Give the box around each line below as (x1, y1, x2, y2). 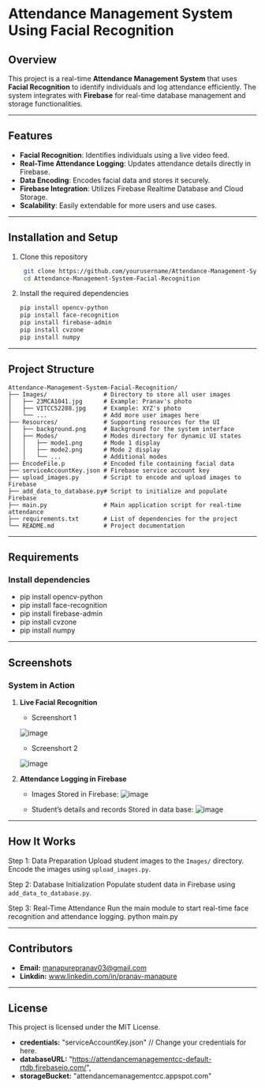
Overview (8, 53, 58, 66)
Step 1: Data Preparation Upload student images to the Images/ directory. (8, 856, 244, 865)
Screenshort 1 (31, 712, 77, 722)
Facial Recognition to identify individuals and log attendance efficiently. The (8, 82, 256, 92)
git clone (23, 267, 56, 275)
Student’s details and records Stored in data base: (31, 805, 194, 814)
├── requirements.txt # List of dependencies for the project (8, 515, 238, 523)
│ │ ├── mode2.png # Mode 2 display (8, 445, 160, 454)
